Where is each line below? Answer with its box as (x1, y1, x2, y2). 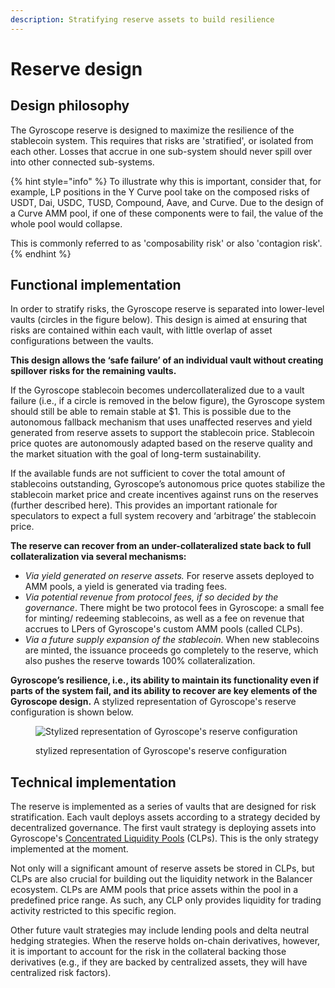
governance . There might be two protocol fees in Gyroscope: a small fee (24, 602, 325, 614)
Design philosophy (10, 97, 130, 115)
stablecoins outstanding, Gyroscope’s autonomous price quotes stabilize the (10, 478, 326, 490)
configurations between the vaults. (10, 335, 154, 347)
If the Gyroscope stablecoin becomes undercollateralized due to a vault (10, 384, 305, 396)
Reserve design (10, 57, 143, 80)
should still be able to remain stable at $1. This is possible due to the (10, 406, 292, 418)
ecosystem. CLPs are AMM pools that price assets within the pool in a (10, 884, 299, 896)
